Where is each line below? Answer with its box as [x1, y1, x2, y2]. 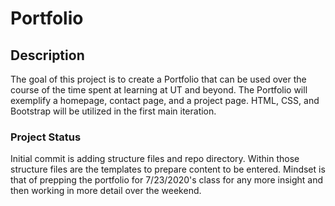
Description [10, 47, 85, 64]
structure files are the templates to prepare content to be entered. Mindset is [10, 163, 326, 176]
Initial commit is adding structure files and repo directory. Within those [10, 153, 300, 165]
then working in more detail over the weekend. [10, 185, 202, 197]
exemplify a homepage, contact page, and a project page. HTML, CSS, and [10, 95, 320, 106]
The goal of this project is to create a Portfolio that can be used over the [10, 73, 307, 85]
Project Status [10, 130, 82, 144]
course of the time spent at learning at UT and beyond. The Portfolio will [10, 84, 308, 96]
